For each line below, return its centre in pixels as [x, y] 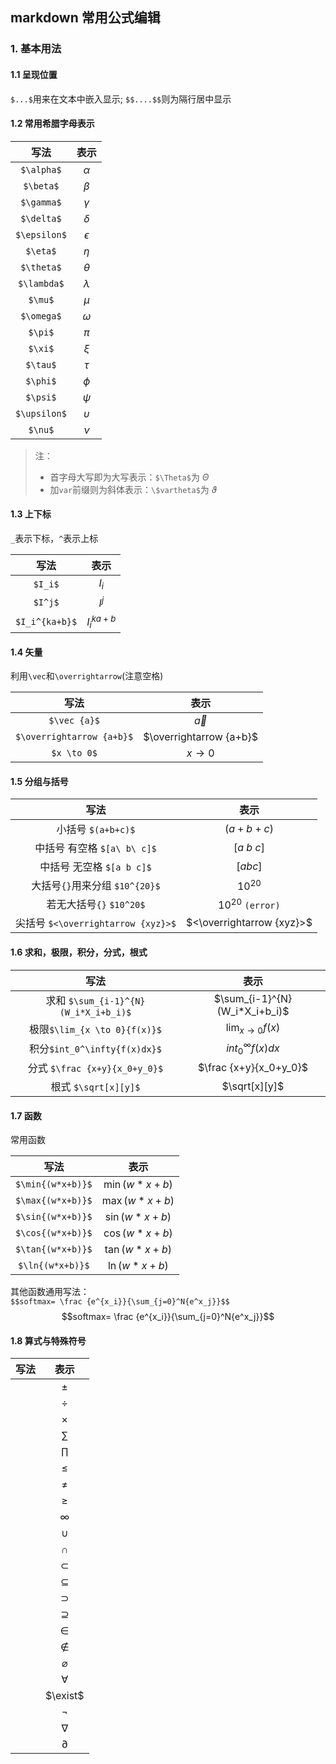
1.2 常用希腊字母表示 [52, 124]
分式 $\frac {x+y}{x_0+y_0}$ [95, 1068]
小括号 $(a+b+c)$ [96, 830]
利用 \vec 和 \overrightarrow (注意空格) [87, 676]
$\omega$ [41, 316]
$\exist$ [65, 1696]
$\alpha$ [41, 169]
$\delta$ [41, 218]
